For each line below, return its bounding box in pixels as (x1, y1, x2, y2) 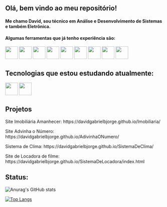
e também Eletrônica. (5, 23, 51, 29)
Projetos (5, 105, 32, 114)
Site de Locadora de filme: (5, 153, 60, 159)
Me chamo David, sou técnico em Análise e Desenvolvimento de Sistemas (5, 18, 162, 24)
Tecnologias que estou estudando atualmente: (5, 69, 154, 78)
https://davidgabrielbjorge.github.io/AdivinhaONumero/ (5, 133, 119, 140)
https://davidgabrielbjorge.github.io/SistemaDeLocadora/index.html (5, 158, 145, 164)
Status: (5, 173, 29, 182)
